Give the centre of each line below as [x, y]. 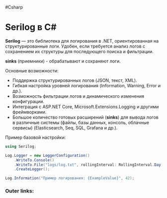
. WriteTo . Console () [34, 160]
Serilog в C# [31, 27]
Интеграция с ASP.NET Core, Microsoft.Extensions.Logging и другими [85, 107]
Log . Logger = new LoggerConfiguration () [48, 155]
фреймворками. [29, 112]
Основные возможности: [32, 70]
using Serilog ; [21, 146]
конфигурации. [28, 101]
